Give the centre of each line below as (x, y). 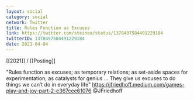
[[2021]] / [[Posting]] (31, 61)
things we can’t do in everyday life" (49, 84)
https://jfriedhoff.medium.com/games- (138, 84)
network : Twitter (27, 22)
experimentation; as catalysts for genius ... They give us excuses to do (91, 78)
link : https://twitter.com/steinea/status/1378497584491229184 (85, 33)
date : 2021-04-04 (27, 44)
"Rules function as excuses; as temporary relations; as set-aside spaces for (97, 72)
